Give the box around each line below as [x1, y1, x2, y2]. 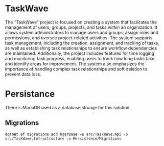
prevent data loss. [5, 71, 42, 77]
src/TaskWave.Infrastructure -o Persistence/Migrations [5, 136, 121, 141]
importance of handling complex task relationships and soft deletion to [5, 66, 148, 72]
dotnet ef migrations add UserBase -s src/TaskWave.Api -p [5, 132, 128, 137]
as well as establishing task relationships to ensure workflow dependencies [5, 45, 157, 51]
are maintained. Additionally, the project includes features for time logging [5, 50, 155, 56]
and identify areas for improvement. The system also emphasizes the [5, 61, 144, 67]
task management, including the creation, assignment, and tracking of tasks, [5, 40, 160, 46]
